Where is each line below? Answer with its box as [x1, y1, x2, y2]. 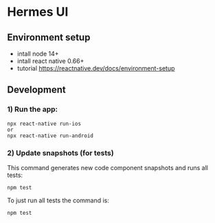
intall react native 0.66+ [16, 57, 84, 65]
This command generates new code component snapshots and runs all [7, 163, 208, 172]
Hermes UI [7, 4, 69, 20]
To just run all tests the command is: [7, 196, 110, 204]
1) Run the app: [7, 104, 58, 114]
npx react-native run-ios [7, 120, 81, 127]
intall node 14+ [16, 49, 60, 58]
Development [7, 84, 67, 96]
